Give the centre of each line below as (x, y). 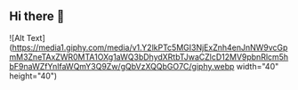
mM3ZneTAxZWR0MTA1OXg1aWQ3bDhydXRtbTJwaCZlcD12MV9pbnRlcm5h (149, 57)
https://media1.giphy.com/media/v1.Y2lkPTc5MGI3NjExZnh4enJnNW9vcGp (150, 47)
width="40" (258, 66)
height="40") (33, 76)
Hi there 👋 (37, 16)
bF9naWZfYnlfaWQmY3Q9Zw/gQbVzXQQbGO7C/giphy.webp (122, 66)
